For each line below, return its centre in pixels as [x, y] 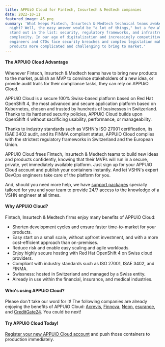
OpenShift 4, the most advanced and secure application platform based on [81, 104]
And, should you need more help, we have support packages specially [76, 184]
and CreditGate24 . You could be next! [43, 312]
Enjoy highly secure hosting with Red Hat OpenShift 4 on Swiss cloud [82, 253]
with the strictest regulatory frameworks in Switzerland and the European [79, 139]
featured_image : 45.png [29, 19]
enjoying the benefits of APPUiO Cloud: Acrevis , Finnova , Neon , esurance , [80, 307]
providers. [23, 258]
